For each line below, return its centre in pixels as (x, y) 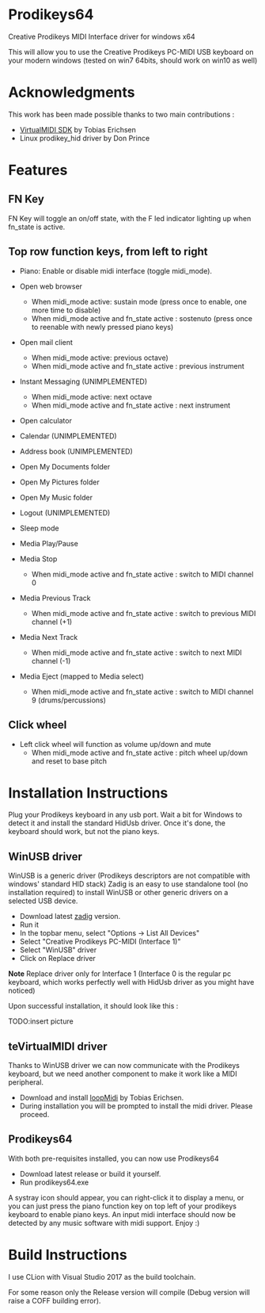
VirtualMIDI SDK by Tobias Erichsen (78, 129)
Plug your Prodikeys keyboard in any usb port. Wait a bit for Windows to (125, 815)
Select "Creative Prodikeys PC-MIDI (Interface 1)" (100, 942)
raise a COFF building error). (55, 1300)
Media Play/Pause (49, 543)
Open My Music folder (56, 497)
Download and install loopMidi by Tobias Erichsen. (102, 1098)
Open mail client (46, 342)
